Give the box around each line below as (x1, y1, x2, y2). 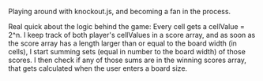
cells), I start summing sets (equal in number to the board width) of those (8, 47, 246, 56)
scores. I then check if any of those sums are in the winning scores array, (8, 55, 247, 64)
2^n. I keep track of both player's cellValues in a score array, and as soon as (8, 31, 256, 39)
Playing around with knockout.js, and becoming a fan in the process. (8, 7, 231, 16)
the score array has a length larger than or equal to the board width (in (8, 39, 237, 48)
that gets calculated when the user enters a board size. (8, 64, 188, 73)
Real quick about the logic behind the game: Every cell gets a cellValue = (8, 22, 245, 31)
